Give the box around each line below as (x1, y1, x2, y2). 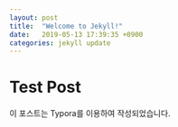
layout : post (9, 13, 59, 23)
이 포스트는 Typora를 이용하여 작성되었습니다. (9, 108, 171, 119)
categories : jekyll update (9, 38, 111, 48)
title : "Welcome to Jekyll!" (9, 22, 124, 31)
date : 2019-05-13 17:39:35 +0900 (9, 30, 144, 39)
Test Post (9, 77, 81, 97)
